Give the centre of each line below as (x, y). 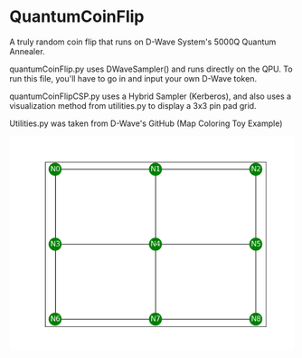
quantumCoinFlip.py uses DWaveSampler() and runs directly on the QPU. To (151, 69)
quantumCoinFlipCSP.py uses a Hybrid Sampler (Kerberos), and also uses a (151, 96)
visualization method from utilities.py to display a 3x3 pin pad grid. (133, 105)
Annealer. (27, 51)
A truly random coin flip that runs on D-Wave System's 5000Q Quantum (143, 42)
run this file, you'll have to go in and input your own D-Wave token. (133, 78)
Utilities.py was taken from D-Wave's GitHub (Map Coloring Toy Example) (146, 123)
